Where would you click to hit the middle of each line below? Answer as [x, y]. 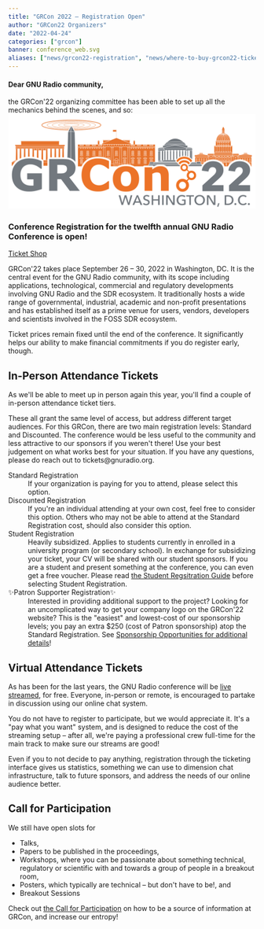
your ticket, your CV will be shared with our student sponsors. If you [138, 559]
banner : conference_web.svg [54, 50]
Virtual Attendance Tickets [75, 667]
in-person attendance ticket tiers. [62, 403]
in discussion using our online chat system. [78, 703]
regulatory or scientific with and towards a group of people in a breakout [137, 868]
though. [21, 351]
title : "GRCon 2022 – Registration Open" [77, 17]
